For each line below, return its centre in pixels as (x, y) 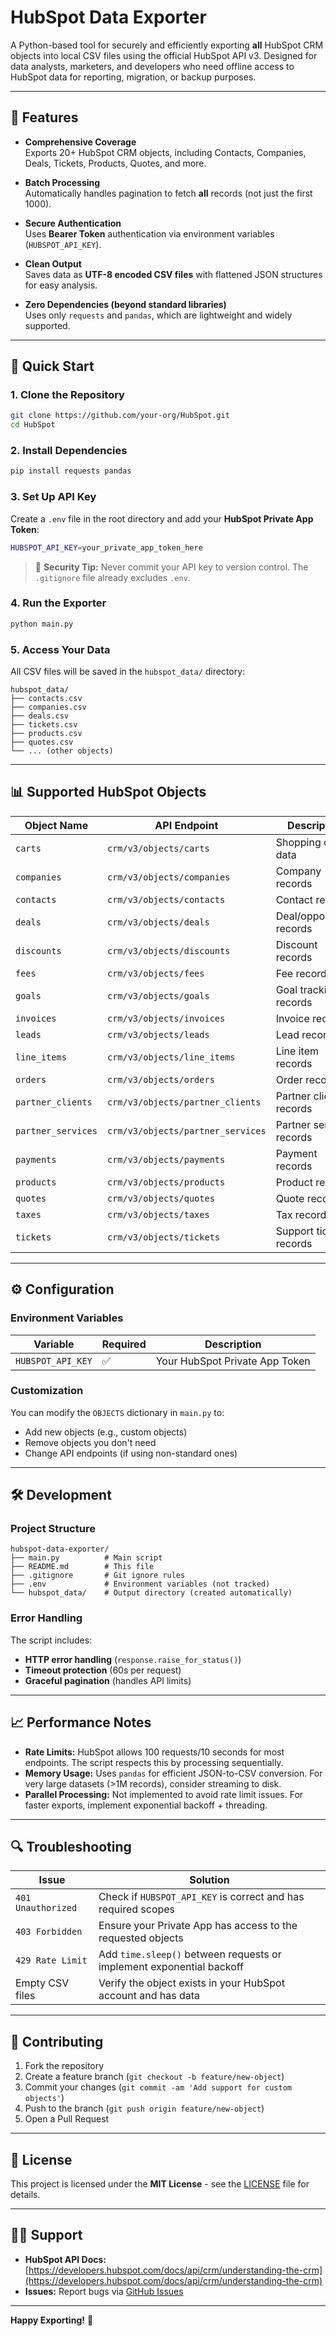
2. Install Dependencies (69, 451)
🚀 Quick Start (52, 366)
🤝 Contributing (57, 2041)
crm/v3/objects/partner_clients (184, 1102)
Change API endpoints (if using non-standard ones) (131, 1453)
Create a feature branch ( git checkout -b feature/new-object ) (154, 2077)
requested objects (141, 1938)
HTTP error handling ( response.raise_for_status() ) (133, 1659)
